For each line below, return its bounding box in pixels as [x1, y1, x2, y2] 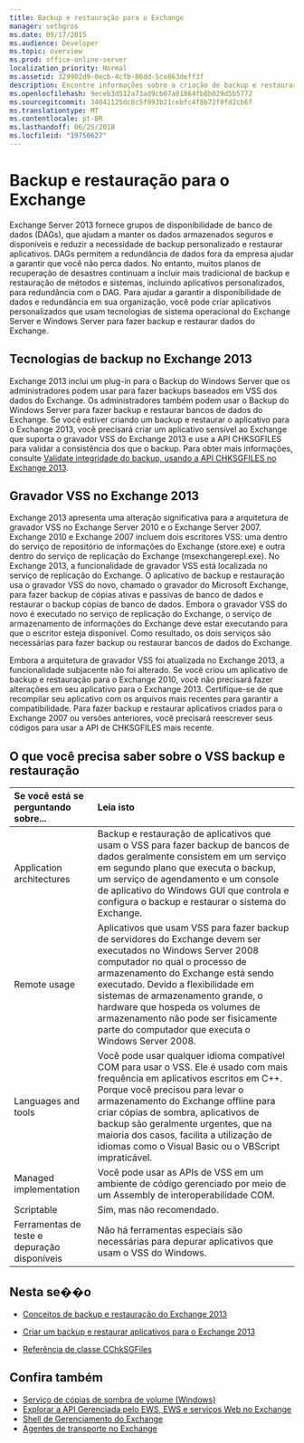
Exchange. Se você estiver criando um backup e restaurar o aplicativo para [9, 414, 290, 425]
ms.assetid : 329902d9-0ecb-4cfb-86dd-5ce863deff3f [9, 72, 204, 82]
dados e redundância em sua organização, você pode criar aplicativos [9, 296, 271, 307]
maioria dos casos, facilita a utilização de [97, 1129, 272, 1141]
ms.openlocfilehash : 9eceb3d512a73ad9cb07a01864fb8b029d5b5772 [9, 89, 253, 98]
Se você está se [14, 790, 84, 803]
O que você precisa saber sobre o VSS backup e [9, 748, 286, 764]
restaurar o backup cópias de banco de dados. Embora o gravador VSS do [9, 599, 288, 610]
